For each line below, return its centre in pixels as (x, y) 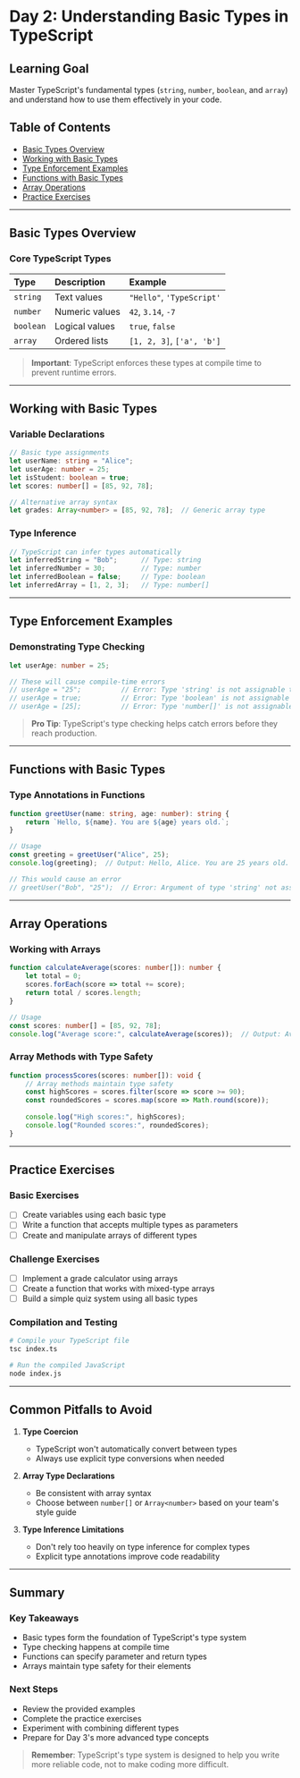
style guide (56, 1512)
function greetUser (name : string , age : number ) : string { (119, 813)
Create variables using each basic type (94, 1215)
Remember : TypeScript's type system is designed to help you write (155, 1755)
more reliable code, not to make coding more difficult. (130, 1764)
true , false (152, 326)
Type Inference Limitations (73, 1529)
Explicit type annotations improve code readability (128, 1556)
